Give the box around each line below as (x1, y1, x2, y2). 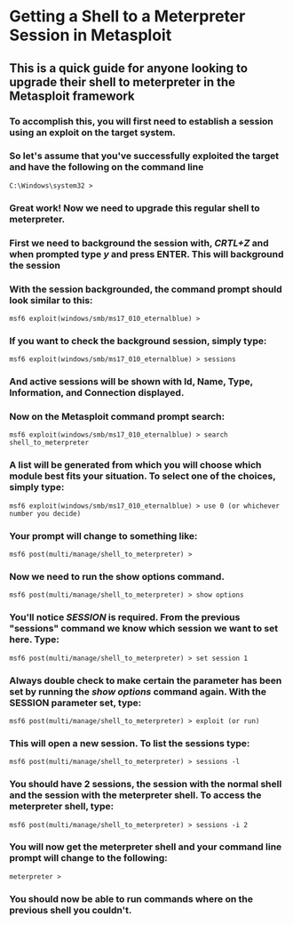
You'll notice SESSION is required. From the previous (9, 611, 241, 623)
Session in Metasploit (9, 25, 172, 45)
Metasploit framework (9, 88, 135, 103)
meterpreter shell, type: (9, 800, 114, 813)
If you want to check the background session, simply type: (9, 334, 267, 347)
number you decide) (9, 509, 82, 518)
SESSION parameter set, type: (9, 696, 142, 709)
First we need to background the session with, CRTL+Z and (9, 237, 269, 249)
